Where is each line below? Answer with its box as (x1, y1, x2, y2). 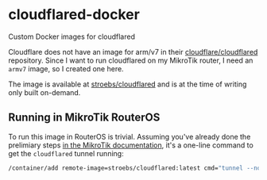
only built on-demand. (8, 87, 81, 97)
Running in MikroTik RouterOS (8, 111, 161, 124)
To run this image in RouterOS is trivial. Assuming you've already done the (8, 132, 251, 141)
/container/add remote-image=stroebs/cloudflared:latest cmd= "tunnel (8, 164, 244, 172)
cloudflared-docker (8, 6, 141, 24)
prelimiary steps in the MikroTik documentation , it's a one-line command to (8, 140, 254, 150)
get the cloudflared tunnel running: (8, 148, 125, 158)
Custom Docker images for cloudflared (8, 32, 135, 41)
